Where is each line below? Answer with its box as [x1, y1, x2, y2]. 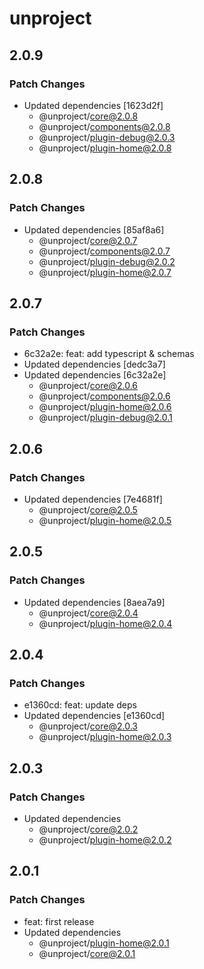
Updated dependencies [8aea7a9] [23, 596, 166, 608]
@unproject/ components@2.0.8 [38, 120, 171, 132]
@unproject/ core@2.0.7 [38, 234, 138, 246]
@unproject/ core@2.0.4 [38, 607, 139, 619]
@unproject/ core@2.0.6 [38, 380, 139, 392]
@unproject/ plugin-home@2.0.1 [38, 937, 170, 949]
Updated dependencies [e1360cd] [23, 710, 166, 722]
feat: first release [23, 915, 95, 927]
